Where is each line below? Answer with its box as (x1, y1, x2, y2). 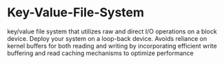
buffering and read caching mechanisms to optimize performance (7, 49, 194, 57)
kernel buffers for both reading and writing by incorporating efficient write (7, 42, 217, 50)
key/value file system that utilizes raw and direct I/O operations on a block (7, 27, 217, 35)
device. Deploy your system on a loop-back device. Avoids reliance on (7, 34, 207, 42)
